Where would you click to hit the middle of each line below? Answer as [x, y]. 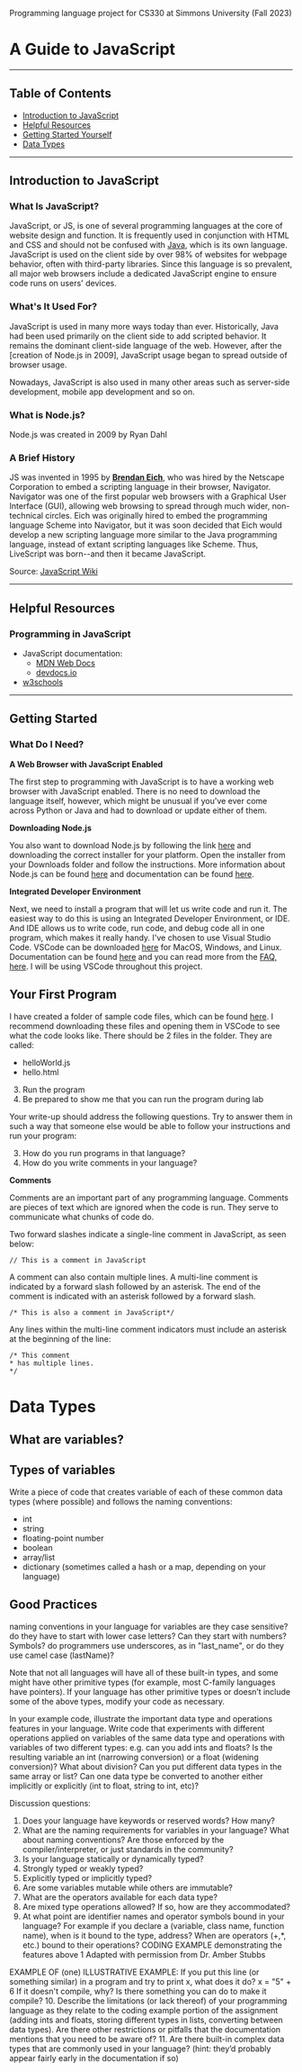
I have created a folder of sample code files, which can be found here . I [142, 1016]
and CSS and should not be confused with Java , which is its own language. [148, 245]
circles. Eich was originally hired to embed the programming [156, 516]
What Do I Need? [47, 745]
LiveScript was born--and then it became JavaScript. [108, 554]
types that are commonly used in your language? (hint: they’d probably [140, 2049]
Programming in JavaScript [71, 634]
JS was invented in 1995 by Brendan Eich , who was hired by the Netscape [147, 477]
